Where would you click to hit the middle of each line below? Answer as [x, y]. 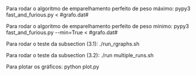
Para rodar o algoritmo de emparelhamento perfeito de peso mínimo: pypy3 [98, 26]
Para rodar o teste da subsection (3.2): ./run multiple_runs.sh [80, 55]
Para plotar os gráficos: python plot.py [53, 67]
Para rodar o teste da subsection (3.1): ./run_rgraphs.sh [73, 44]
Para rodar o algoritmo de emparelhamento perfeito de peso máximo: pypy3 [98, 9]
